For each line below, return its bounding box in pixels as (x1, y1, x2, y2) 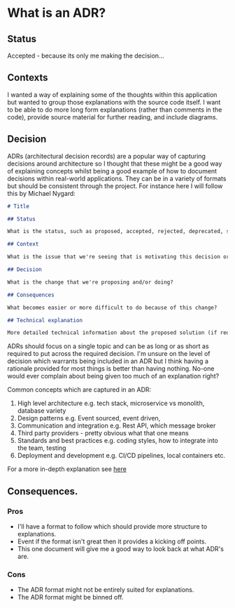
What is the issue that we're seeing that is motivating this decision (7, 253, 220, 260)
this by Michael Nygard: (7, 189, 76, 197)
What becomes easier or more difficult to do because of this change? (7, 304, 218, 311)
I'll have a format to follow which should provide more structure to (17, 522, 208, 531)
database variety (17, 407, 66, 415)
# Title (7, 202, 30, 210)
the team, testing (17, 444, 66, 452)
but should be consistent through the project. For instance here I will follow (7, 181, 223, 190)
